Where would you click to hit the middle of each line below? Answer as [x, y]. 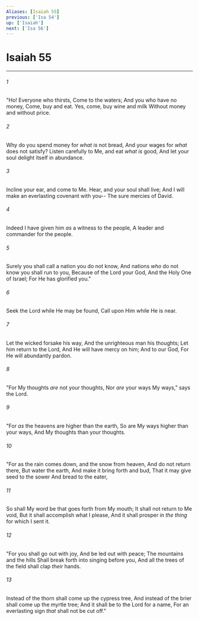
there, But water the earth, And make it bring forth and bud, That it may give [99, 471]
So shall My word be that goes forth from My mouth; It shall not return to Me [99, 509]
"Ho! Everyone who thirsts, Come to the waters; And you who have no [92, 100]
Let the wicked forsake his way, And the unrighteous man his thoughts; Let [97, 343]
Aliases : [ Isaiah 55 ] [33, 12]
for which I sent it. [28, 521]
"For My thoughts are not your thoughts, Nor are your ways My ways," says [98, 388]
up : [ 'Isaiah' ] [25, 23]
